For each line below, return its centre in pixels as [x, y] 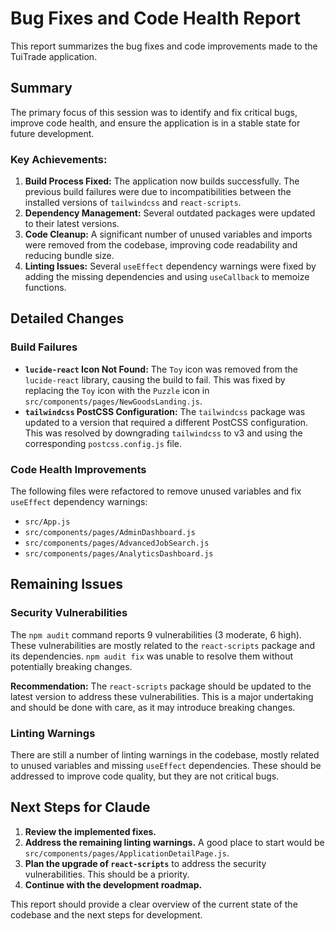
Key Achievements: [59, 159]
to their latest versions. [72, 224]
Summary [41, 88]
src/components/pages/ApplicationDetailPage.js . [127, 853]
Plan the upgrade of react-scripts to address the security [145, 863]
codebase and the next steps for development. [106, 914]
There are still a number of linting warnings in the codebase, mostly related [165, 755]
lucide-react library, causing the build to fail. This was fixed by [155, 379]
